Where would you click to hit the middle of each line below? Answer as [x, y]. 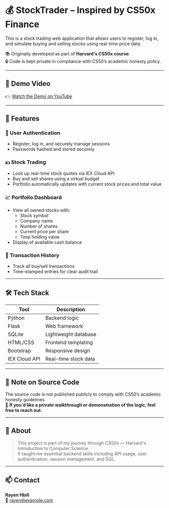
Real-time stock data [70, 359]
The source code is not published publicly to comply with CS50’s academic [83, 394]
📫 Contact [23, 480]
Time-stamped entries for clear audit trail [55, 272]
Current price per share [44, 232]
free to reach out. [24, 410]
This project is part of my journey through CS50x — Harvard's [82, 443]
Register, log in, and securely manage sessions [61, 144]
